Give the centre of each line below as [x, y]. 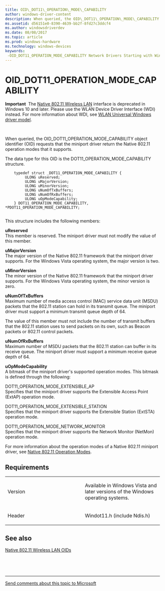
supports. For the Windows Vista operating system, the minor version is [77, 281]
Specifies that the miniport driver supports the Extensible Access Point [77, 392]
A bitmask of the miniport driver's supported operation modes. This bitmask [82, 372]
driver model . [19, 120]
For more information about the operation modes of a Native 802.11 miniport [82, 447]
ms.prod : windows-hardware [33, 42]
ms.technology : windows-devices [38, 46]
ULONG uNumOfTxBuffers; [49, 190]
